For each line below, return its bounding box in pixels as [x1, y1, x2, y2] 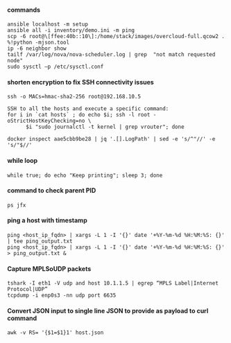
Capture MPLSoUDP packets [7, 264, 92, 273]
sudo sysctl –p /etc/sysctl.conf [7, 63, 104, 71]
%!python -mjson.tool [7, 39, 70, 46]
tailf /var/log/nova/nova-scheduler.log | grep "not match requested [7, 51, 216, 58]
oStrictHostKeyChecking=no [7, 118, 85, 125]
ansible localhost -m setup [7, 21, 89, 28]
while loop [7, 157, 38, 164]
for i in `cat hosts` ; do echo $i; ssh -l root [7, 112, 151, 118]
